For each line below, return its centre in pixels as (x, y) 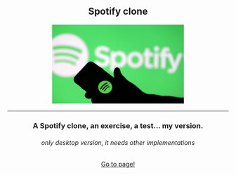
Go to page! (118, 164)
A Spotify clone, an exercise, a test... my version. (118, 125)
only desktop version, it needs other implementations (118, 142)
